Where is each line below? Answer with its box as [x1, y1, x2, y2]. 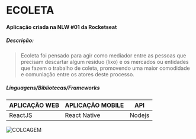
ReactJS [9, 111, 33, 119]
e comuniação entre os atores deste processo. [20, 70, 134, 77]
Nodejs [129, 111, 150, 119]
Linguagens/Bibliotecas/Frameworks [6, 84, 100, 92]
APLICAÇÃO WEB [9, 101, 59, 109]
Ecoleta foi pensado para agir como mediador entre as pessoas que [20, 51, 187, 59]
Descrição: [6, 37, 34, 44]
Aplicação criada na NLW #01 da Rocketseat [6, 23, 117, 30]
